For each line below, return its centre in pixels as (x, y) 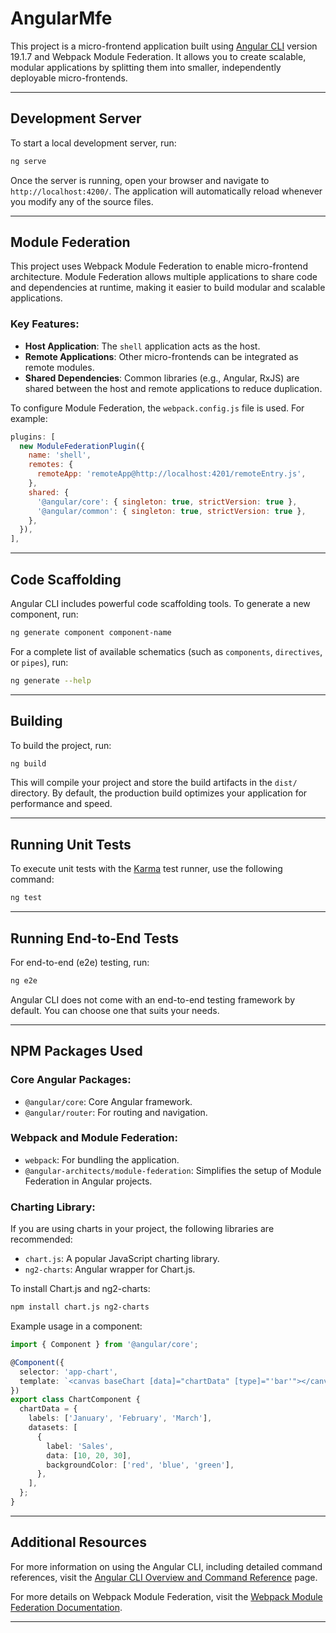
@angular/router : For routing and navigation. (116, 1112)
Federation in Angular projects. (88, 1181)
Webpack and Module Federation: (94, 1138)
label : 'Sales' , (80, 1446)
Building (36, 721)
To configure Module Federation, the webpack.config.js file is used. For (157, 408)
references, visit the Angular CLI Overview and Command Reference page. (164, 1577)
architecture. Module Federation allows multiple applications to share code (164, 277)
